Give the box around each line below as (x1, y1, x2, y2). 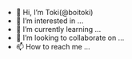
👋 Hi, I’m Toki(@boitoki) (15, 8, 94, 17)
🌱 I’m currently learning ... (15, 25, 102, 33)
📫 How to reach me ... (15, 42, 90, 51)
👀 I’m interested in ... (15, 16, 84, 26)
